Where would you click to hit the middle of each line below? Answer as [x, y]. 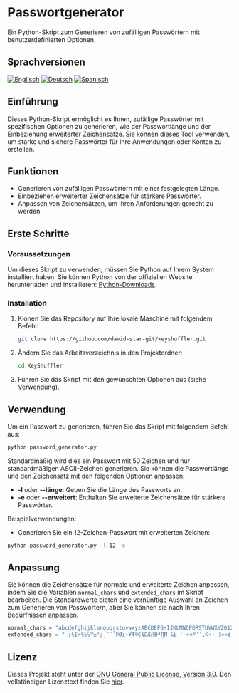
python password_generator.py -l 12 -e [67, 546]
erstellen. [21, 149]
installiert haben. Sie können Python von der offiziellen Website [100, 277]
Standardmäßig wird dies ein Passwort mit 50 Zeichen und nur [99, 461]
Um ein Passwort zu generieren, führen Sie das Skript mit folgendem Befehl [118, 426]
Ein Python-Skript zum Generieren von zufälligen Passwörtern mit [104, 32]
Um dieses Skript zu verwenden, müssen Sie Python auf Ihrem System [111, 270]
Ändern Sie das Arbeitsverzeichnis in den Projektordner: [100, 353]
